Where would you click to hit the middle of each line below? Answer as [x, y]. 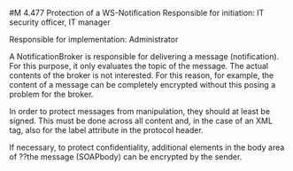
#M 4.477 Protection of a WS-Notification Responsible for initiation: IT [137, 13]
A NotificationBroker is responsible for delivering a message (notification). [144, 56]
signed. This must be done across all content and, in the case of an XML [141, 120]
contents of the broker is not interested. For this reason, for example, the [142, 75]
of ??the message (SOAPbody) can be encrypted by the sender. [126, 157]
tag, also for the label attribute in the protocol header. [106, 130]
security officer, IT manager [60, 22]
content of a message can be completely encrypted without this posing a [143, 85]
